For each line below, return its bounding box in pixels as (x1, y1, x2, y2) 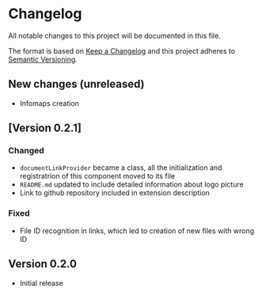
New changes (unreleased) (8, 77, 145, 91)
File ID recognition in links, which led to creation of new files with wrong (19, 226, 255, 236)
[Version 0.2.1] (8, 122, 82, 135)
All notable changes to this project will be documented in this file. (8, 31, 222, 40)
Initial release (19, 278, 63, 288)
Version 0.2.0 (8, 258, 78, 271)
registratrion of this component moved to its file (19, 171, 176, 181)
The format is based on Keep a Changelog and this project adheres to (8, 46, 236, 55)
